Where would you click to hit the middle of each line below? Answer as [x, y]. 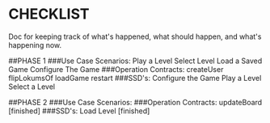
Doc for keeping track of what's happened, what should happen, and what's [135, 36]
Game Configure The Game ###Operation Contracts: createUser [116, 69]
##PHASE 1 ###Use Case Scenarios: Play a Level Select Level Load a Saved [135, 61]
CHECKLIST [49, 14]
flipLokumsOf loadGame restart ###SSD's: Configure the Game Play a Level [135, 78]
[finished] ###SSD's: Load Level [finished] [79, 111]
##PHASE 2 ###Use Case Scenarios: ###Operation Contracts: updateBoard [135, 102]
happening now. [35, 45]
